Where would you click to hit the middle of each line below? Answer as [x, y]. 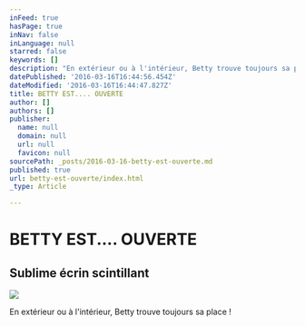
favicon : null [44, 153]
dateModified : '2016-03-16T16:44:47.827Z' [91, 85]
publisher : [30, 119]
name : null [38, 128]
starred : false [38, 52]
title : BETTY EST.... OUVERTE [67, 94]
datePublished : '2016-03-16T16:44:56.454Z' [93, 77]
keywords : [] [34, 60]
